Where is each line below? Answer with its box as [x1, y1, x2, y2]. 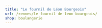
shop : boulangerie [5, 16, 43, 20]
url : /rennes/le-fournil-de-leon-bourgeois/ [5, 11, 98, 16]
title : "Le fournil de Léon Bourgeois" [5, 7, 87, 12]
